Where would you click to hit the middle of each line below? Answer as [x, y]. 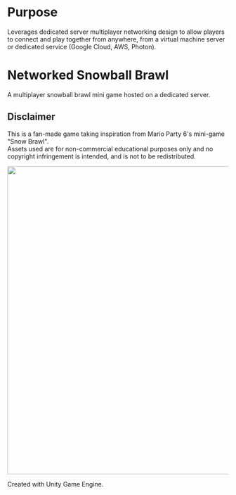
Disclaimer [31, 117]
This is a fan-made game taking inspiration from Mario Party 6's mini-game [116, 134]
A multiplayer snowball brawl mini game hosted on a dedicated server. [109, 94]
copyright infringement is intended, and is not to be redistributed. [102, 156]
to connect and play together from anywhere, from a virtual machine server [116, 39]
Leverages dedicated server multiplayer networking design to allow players [116, 32]
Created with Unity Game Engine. [55, 484]
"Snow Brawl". [28, 141]
